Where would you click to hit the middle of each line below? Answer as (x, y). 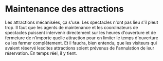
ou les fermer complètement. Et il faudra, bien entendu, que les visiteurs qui (81, 43)
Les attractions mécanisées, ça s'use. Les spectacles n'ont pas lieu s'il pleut (81, 22)
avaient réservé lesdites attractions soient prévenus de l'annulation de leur (80, 48)
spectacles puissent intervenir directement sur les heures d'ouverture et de (81, 32)
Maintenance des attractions (64, 9)
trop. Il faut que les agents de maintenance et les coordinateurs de (72, 27)
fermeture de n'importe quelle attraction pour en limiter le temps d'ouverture (82, 38)
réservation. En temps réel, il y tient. (41, 53)
